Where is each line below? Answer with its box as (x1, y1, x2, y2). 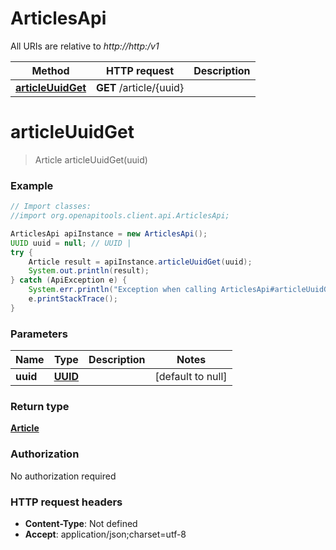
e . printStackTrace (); (28, 294, 118, 304)
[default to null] (154, 370, 228, 384)
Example (10, 178, 54, 192)
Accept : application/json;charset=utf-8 (24, 528, 187, 540)
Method (31, 63, 70, 77)
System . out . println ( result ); (28, 266, 150, 276)
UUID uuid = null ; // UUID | (10, 238, 132, 248)
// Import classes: (10, 202, 92, 212)
